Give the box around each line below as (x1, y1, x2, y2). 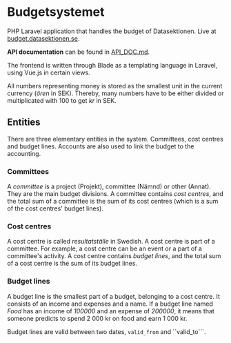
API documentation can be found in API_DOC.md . (7, 48, 150, 56)
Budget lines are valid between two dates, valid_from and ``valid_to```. (7, 327, 206, 335)
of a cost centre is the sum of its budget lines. (7, 259, 138, 268)
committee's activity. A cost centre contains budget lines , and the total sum (7, 252, 221, 260)
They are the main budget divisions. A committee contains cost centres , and (7, 190, 224, 198)
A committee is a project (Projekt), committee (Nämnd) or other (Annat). (7, 182, 212, 190)
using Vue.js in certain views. (7, 68, 91, 77)
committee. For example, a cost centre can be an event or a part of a (7, 244, 202, 253)
